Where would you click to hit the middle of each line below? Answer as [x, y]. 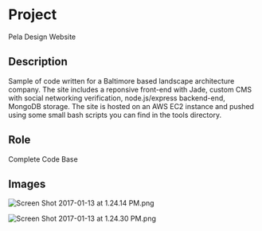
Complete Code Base [43, 159]
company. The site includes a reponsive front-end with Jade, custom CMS [130, 89]
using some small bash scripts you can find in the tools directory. [115, 115]
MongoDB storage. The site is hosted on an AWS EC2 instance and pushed [131, 106]
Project [33, 15]
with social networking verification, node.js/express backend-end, [117, 98]
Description [38, 62]
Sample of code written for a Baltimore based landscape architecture [121, 80]
